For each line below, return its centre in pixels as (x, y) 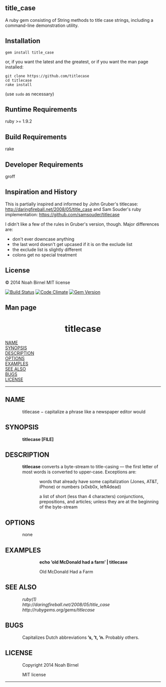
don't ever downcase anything (43, 239)
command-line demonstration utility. (42, 25)
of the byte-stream (59, 507)
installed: (14, 67)
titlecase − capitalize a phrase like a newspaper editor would (84, 412)
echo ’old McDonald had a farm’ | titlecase (83, 562)
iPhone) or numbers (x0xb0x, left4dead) (80, 487)
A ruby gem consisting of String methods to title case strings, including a (79, 20)
